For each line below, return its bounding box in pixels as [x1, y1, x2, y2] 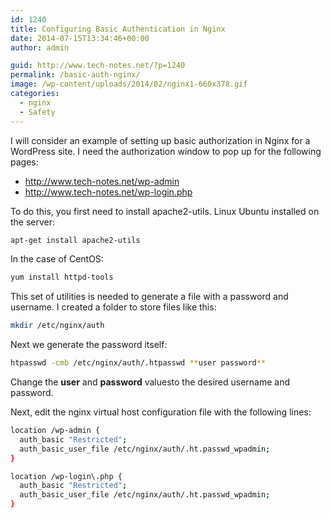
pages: [10, 156, 39, 168]
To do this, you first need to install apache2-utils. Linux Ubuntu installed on [10, 205, 320, 217]
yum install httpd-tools [10, 272, 114, 283]
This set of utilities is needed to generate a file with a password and [10, 291, 289, 303]
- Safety [19, 107, 56, 117]
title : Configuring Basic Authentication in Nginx [10, 24, 226, 34]
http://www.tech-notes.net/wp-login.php [24, 186, 193, 198]
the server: [10, 216, 56, 228]
